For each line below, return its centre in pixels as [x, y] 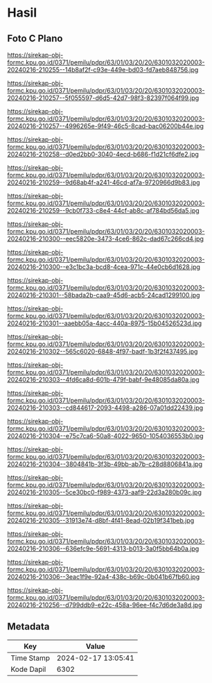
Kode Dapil [28, 669]
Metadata [28, 626]
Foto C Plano [35, 38]
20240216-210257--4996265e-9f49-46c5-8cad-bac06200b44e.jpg [106, 126]
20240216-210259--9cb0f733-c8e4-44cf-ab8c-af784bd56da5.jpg [103, 210]
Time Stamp [30, 658]
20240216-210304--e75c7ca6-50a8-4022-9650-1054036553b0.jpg [105, 436]
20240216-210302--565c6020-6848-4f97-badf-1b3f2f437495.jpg [103, 351]
